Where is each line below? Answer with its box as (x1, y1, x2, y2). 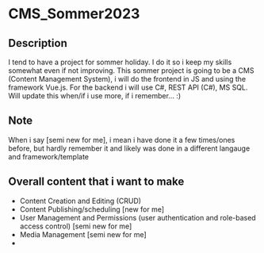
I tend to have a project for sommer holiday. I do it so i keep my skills (8, 57, 232, 67)
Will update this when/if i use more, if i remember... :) (8, 91, 181, 100)
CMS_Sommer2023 (8, 5, 140, 23)
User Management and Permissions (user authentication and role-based (19, 213, 256, 222)
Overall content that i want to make (8, 175, 185, 189)
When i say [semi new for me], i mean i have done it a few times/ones (8, 135, 235, 144)
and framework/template (8, 151, 90, 161)
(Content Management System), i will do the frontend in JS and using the (8, 75, 247, 83)
